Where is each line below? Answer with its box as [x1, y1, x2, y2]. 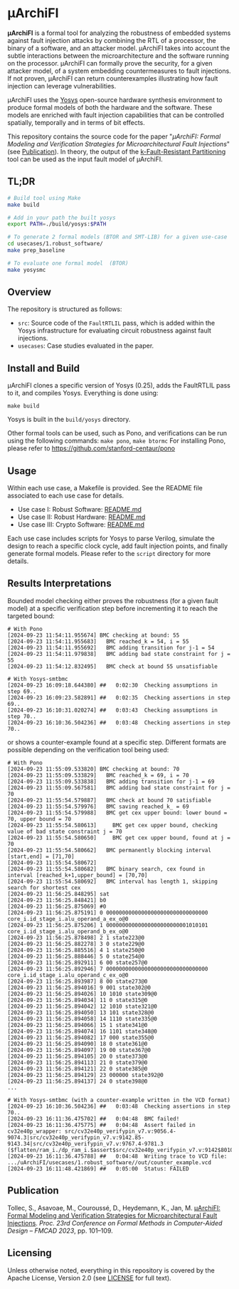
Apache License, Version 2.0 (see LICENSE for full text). [7, 1273, 172, 1282]
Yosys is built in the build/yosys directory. [7, 415, 131, 424]
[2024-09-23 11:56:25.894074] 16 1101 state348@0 [7, 1028, 158, 1035]
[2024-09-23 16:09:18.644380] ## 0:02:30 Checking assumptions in [7, 682, 218, 689]
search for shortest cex [7, 884, 81, 891]
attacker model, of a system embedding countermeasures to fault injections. [7, 66, 231, 75]
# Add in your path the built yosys [7, 214, 116, 221]
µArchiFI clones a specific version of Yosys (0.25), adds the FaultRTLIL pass [7, 381, 231, 390]
